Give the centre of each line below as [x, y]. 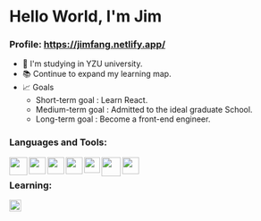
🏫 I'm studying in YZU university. [82, 64]
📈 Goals [38, 88]
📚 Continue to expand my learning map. [97, 74]
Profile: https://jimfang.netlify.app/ [88, 45]
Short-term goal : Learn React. [92, 100]
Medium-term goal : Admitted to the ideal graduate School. [144, 110]
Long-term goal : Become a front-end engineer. [123, 119]
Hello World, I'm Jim [86, 17]
